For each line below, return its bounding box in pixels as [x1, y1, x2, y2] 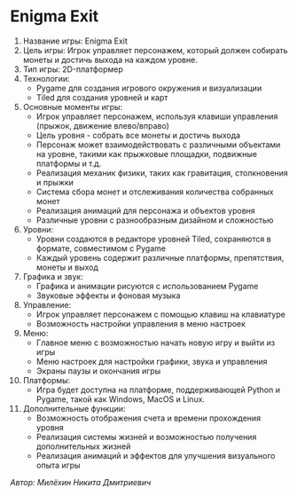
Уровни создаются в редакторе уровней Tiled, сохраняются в [35, 233, 271, 244]
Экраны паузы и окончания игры [35, 366, 161, 376]
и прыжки [35, 177, 74, 187]
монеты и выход [35, 262, 98, 272]
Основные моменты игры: [22, 101, 123, 112]
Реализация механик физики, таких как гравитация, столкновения [35, 167, 289, 178]
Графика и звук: [22, 271, 83, 281]
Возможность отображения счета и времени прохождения [35, 413, 261, 423]
